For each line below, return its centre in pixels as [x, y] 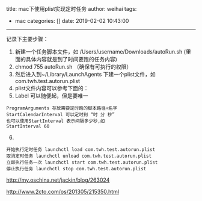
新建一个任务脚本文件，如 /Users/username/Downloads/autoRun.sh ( [100, 52]
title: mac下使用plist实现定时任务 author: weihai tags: [72, 9]
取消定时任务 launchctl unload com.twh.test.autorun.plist [79, 156]
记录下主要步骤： [27, 39]
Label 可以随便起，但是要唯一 [51, 96]
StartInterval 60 [28, 126]
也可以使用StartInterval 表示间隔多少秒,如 [56, 121]
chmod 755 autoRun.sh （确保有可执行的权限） [73, 67]
